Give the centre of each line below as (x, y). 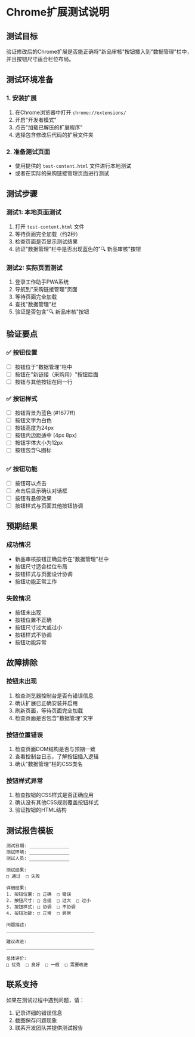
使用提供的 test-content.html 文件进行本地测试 (73, 165)
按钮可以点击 (30, 483)
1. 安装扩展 (21, 98)
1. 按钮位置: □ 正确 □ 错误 (39, 894)
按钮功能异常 (30, 642)
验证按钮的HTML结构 (41, 810)
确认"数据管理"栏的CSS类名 (49, 764)
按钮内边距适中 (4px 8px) (46, 435)
